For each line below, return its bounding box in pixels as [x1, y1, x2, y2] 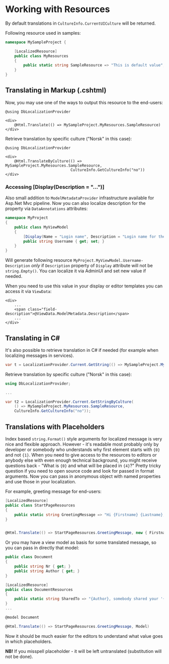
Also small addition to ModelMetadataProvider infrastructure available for [5, 195, 154, 201]
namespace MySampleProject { [5, 39, 66, 45]
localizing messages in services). [5, 352, 74, 358]
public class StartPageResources [5, 502, 75, 508]
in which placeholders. [5, 638, 52, 644]
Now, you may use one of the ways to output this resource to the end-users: [5, 99, 163, 105]
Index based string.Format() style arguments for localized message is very [5, 436, 162, 442]
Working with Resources [5, 4, 110, 15]
